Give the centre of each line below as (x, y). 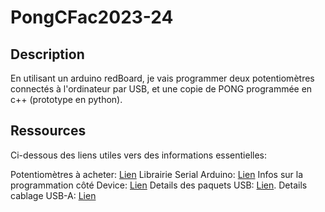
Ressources (48, 131)
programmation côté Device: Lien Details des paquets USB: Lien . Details (159, 185)
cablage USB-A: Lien (53, 195)
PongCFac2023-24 (92, 17)
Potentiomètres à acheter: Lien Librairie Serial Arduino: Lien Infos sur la (157, 174)
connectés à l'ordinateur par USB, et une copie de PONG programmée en (161, 89)
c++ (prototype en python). (66, 99)
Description (47, 54)
